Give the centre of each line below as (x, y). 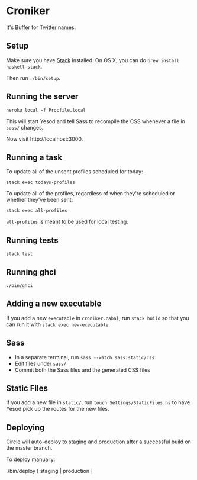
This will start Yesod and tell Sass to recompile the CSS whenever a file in (96, 121)
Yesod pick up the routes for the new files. (58, 409)
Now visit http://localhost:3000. (45, 139)
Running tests (33, 240)
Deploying (25, 427)
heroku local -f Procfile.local (46, 110)
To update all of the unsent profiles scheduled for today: (75, 172)
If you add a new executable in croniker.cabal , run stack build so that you (98, 318)
